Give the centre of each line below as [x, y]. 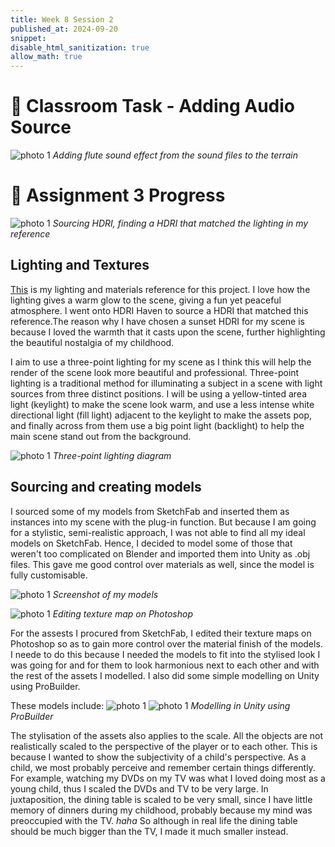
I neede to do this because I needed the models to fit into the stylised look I [165, 654]
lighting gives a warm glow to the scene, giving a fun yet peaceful [146, 300]
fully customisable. [49, 575]
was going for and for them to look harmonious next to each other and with [165, 665]
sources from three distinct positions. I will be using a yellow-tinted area [158, 393]
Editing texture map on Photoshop [122, 613]
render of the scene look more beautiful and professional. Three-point [155, 372]
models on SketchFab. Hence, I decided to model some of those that [151, 543]
